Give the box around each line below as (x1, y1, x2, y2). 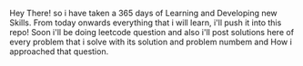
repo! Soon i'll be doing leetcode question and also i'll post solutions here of (9, 27, 294, 37)
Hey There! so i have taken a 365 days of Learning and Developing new (9, 8, 278, 18)
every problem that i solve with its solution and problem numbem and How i (9, 36, 293, 47)
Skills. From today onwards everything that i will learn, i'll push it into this (9, 17, 282, 28)
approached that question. (9, 46, 109, 57)
